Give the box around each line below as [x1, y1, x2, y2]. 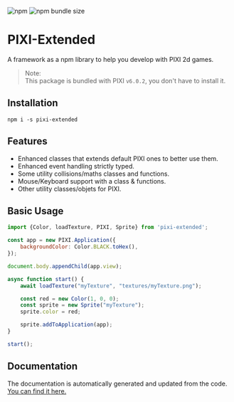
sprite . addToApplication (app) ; [20, 321, 113, 329]
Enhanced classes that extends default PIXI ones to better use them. [17, 154, 218, 163]
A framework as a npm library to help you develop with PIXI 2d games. [7, 55, 214, 63]
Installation [7, 97, 58, 110]
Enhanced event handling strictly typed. [17, 162, 135, 170]
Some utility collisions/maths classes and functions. [17, 169, 169, 178]
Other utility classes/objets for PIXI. [17, 184, 122, 193]
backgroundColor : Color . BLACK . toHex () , [20, 243, 139, 250]
